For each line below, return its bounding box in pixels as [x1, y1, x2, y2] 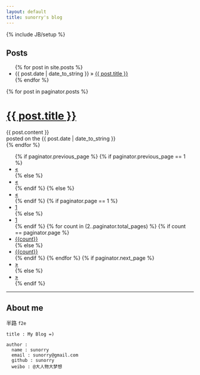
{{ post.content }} [6, 129, 49, 136]
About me [6, 303, 43, 313]
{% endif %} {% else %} [14, 185, 75, 192]
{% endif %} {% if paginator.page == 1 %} [14, 198, 118, 205]
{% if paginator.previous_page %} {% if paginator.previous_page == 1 [14, 153, 186, 160]
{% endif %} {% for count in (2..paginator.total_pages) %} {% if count [14, 223, 186, 230]
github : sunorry [11, 358, 55, 364]
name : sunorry [11, 347, 49, 353]
